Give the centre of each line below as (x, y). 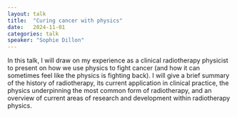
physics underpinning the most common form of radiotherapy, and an (110, 91)
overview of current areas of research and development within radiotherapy (119, 98)
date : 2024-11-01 (36, 27)
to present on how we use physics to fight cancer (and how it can (104, 68)
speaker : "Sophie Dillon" (46, 40)
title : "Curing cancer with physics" (65, 21)
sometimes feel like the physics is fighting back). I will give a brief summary (118, 76)
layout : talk (27, 14)
